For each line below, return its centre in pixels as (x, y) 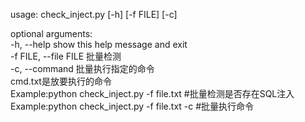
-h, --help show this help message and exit (99, 44)
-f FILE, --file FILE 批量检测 (66, 56)
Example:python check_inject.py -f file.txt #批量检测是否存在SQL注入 (152, 93)
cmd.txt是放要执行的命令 (61, 81)
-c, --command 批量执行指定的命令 (82, 68)
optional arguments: (51, 33)
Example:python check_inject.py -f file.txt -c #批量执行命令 (132, 106)
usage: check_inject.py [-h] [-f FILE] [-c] (94, 14)
